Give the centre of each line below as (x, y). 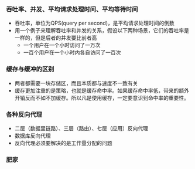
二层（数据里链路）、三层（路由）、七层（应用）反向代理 (81, 128)
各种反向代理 (24, 114)
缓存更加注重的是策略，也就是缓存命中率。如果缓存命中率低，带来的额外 (102, 90)
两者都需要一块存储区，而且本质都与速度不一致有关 (76, 83)
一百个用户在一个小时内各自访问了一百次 (72, 53)
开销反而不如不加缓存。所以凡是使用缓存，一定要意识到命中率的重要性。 (102, 97)
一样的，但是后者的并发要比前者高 (56, 38)
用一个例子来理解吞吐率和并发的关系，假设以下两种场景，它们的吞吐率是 (102, 31)
